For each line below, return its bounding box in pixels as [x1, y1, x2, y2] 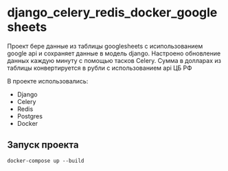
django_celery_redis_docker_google [7, 5, 218, 21]
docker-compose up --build [7, 157, 84, 164]
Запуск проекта [7, 139, 79, 151]
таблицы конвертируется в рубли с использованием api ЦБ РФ [7, 64, 192, 72]
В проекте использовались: [7, 77, 89, 85]
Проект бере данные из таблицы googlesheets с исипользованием [7, 42, 203, 50]
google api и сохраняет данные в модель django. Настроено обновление [7, 49, 221, 57]
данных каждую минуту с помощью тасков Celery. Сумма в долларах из [7, 56, 222, 64]
